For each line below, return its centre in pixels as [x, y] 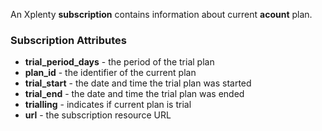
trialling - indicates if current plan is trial [108, 105]
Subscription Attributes [68, 40]
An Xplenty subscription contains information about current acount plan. [161, 14]
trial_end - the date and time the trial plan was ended [134, 94]
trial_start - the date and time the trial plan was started [138, 83]
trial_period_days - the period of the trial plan [119, 62]
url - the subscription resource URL [98, 115]
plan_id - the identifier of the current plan [110, 73]
